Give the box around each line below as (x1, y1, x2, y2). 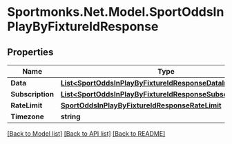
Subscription (10, 90, 54, 99)
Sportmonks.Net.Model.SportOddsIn (7, 4, 224, 20)
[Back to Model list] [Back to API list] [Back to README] (7, 130, 166, 138)
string (60, 112, 81, 121)
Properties (7, 46, 54, 58)
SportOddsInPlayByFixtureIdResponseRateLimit (60, 101, 222, 110)
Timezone (10, 112, 44, 121)
